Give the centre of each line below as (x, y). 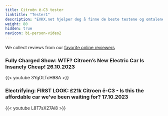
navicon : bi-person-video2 (33, 33)
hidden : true (19, 29)
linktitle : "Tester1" (28, 15)
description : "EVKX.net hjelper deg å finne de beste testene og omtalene (85, 19)
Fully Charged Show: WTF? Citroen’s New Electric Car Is (75, 60)
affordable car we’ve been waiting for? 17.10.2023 (67, 97)
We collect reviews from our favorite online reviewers (60, 47)
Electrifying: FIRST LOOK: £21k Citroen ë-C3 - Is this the (74, 91)
